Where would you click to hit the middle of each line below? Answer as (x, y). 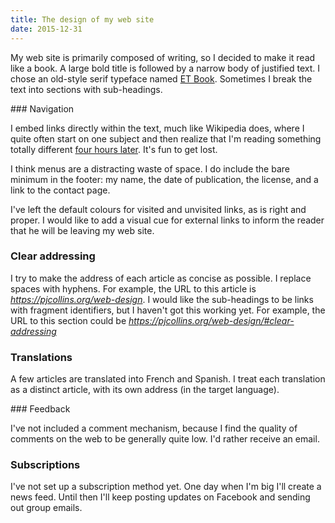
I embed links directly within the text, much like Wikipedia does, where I (157, 128)
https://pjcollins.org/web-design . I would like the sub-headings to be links (162, 299)
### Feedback (40, 409)
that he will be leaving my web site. (82, 230)
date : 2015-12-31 (46, 29)
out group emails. (46, 508)
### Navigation (42, 108)
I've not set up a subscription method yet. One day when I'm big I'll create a (166, 487)
